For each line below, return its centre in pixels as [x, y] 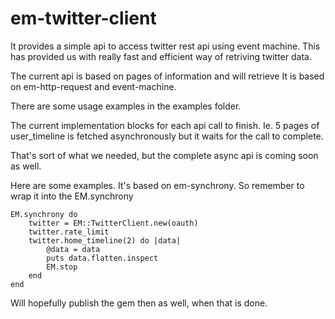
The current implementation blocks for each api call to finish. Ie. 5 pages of [165, 125]
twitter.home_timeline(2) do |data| [105, 240]
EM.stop [62, 267]
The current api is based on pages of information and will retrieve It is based [167, 76]
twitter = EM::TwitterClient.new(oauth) [113, 223]
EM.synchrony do [44, 214]
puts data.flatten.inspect [102, 258]
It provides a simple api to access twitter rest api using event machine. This [165, 46]
